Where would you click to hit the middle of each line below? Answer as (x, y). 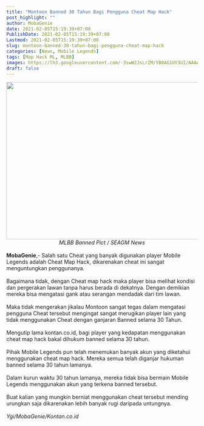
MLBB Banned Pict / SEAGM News (102, 242)
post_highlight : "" (31, 18)
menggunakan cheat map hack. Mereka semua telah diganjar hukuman (95, 359)
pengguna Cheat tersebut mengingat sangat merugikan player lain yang (96, 313)
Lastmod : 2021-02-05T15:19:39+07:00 (53, 40)
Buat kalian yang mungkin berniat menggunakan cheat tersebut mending (97, 397)
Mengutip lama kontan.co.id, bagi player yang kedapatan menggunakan (96, 333)
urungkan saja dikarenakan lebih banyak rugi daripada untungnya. (89, 404)
